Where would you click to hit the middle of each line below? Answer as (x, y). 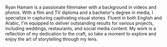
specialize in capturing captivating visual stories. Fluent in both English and (83, 18)
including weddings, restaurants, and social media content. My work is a (80, 28)
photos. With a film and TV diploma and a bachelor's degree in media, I (79, 12)
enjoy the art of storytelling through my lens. (51, 39)
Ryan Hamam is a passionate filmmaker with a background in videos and (81, 7)
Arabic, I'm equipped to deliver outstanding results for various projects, (79, 23)
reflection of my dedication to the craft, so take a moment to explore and (81, 34)
